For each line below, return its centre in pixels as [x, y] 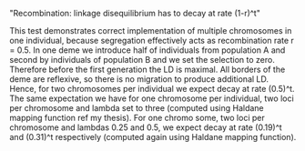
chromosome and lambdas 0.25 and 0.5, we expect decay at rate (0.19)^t [146, 127]
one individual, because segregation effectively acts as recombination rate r [152, 40]
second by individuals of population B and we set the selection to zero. [142, 60]
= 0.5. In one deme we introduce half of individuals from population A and [147, 50]
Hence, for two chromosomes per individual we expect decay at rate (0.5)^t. [152, 89]
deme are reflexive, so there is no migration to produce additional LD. [139, 79]
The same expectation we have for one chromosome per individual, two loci [152, 98]
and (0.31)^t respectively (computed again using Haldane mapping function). [153, 137]
